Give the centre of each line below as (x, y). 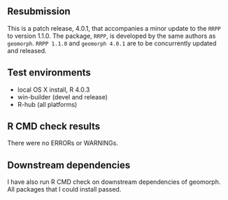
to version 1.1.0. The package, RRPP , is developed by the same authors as (112, 36)
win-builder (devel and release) (63, 97)
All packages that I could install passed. (64, 190)
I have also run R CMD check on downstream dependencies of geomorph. (114, 182)
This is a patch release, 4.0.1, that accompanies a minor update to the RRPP (114, 28)
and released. (27, 50)
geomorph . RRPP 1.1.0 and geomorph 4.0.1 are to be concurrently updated (112, 43)
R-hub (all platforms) (47, 104)
